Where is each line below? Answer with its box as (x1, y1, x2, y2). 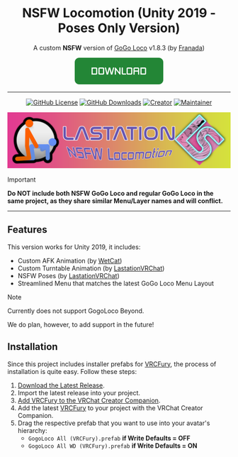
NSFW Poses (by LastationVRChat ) (17, 271, 120, 280)
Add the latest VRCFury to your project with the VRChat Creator (17, 403, 203, 412)
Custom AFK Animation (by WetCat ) (17, 256, 123, 265)
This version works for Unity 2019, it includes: (7, 243, 141, 251)
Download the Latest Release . (17, 381, 105, 390)
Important (7, 175, 36, 184)
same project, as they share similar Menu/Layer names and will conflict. (7, 197, 223, 205)
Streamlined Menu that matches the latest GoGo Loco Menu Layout (17, 279, 215, 287)
